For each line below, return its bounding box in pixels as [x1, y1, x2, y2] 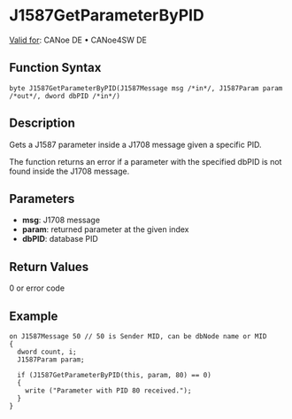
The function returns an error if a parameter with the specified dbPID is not [9, 156, 282, 167]
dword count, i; [17, 347, 77, 356]
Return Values [9, 259, 89, 275]
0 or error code [9, 283, 65, 293]
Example [9, 308, 58, 323]
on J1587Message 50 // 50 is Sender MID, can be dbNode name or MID [9, 332, 267, 341]
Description [9, 116, 75, 131]
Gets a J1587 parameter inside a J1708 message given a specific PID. [9, 139, 263, 150]
